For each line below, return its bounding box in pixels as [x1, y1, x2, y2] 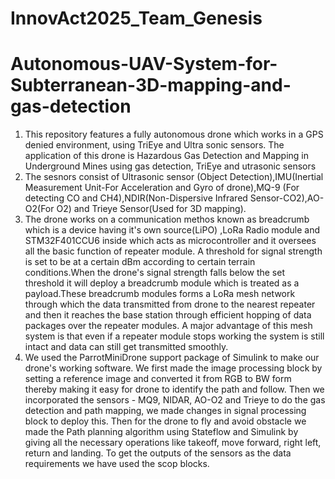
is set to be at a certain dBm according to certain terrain [24, 256, 256, 268]
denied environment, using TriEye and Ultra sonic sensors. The [24, 139, 285, 151]
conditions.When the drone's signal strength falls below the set [24, 267, 285, 279]
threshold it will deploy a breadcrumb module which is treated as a [24, 277, 300, 289]
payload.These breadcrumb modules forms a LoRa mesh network [24, 288, 296, 300]
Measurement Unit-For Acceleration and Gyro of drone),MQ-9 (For [24, 182, 300, 194]
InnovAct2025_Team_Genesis [10, 7, 263, 30]
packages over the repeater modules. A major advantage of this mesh [24, 320, 313, 332]
